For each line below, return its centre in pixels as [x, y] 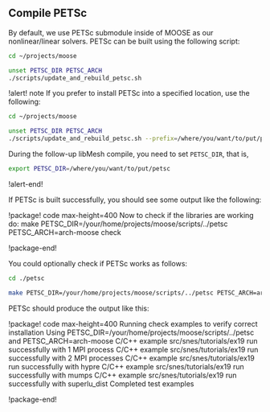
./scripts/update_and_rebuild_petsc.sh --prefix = [93, 139]
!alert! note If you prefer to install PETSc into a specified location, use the [129, 93]
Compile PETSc [48, 13]
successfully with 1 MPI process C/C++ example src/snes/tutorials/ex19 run [133, 349]
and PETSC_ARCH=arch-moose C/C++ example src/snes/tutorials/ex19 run [133, 340]
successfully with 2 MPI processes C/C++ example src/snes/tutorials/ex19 [131, 358]
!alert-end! [26, 183]
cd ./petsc [27, 278]
